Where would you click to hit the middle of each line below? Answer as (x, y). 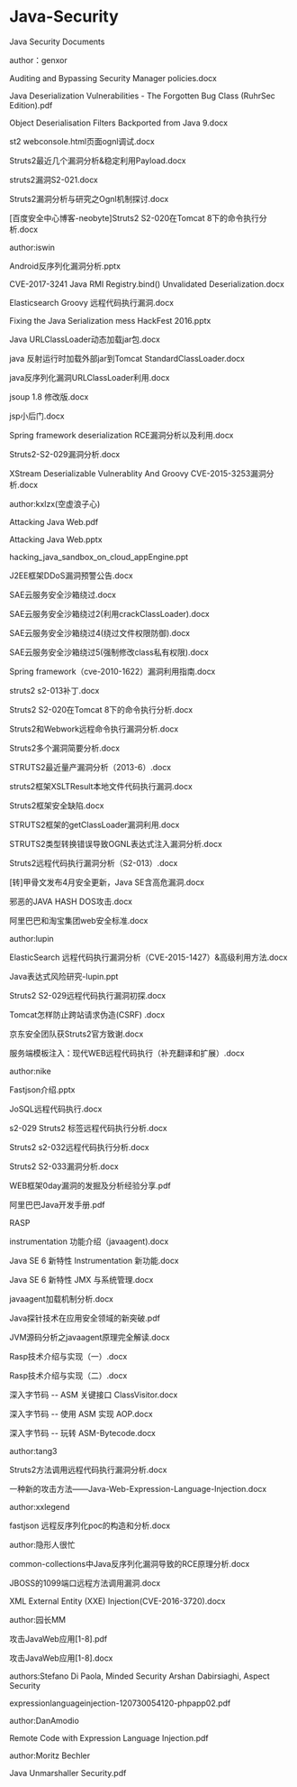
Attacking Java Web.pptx (56, 539)
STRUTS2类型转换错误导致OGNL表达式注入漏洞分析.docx (116, 843)
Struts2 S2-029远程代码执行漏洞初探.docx (88, 995)
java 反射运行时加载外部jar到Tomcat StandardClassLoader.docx (127, 358)
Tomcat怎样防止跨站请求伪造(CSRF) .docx (87, 1014)
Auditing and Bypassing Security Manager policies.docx (113, 78)
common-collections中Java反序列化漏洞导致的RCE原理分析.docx (130, 1563)
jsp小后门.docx (37, 416)
